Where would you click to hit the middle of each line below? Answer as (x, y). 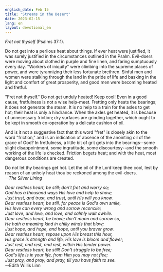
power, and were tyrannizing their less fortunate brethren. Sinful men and (79, 72)
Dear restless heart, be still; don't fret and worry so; (57, 188)
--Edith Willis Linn (23, 265)
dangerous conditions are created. (40, 158)
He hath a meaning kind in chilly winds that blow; (54, 224)
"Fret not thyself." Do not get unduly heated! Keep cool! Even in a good (76, 97)
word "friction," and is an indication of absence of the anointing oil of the (78, 138)
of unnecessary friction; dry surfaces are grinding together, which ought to (80, 118)
